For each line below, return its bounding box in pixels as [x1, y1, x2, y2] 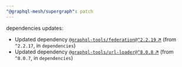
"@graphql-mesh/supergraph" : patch [6, 8, 94, 15]
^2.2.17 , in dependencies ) [14, 42, 76, 49]
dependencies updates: [6, 24, 64, 31]
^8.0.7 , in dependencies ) [14, 54, 74, 61]
